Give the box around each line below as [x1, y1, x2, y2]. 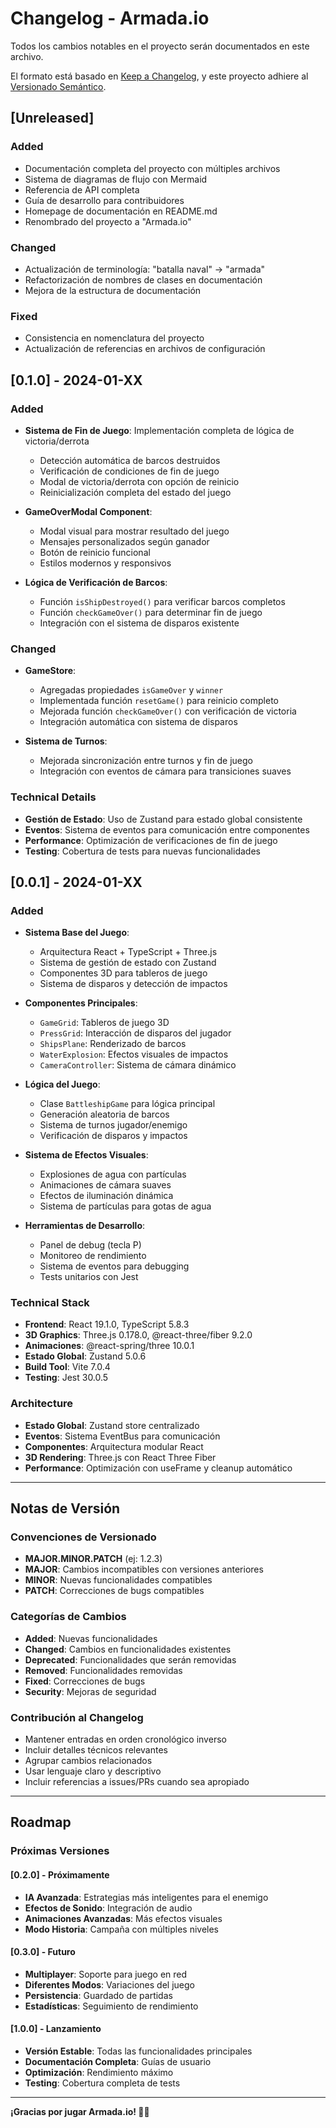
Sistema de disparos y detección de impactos [39, 978, 228, 990]
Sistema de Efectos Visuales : [24, 1149, 149, 1161]
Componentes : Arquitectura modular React [24, 1440, 204, 1452]
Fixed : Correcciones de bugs [24, 1675, 146, 1687]
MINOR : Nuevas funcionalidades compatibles [24, 1574, 213, 1586]
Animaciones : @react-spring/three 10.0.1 [24, 1340, 195, 1352]
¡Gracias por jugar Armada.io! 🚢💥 [10, 2105, 150, 2117]
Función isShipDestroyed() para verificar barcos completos [39, 595, 286, 607]
